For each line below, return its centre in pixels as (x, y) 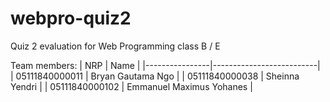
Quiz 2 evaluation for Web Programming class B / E (115, 46)
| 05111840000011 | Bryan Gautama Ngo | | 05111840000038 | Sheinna (155, 76)
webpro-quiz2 (71, 18)
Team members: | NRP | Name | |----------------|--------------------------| (165, 65)
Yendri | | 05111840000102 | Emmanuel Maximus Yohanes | (131, 86)
